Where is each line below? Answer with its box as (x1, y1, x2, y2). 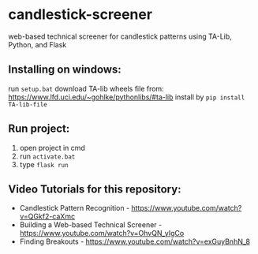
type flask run (19, 159, 69, 169)
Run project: (8, 122, 70, 136)
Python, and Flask (8, 39, 67, 49)
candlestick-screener (8, 6, 152, 24)
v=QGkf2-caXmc (19, 211, 76, 222)
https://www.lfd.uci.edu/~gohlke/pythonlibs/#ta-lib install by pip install (8, 92, 245, 102)
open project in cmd (19, 143, 85, 152)
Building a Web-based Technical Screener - (19, 220, 163, 230)
